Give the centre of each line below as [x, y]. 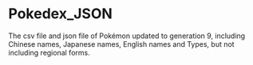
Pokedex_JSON [61, 14]
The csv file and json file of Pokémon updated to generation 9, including [127, 36]
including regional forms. [49, 52]
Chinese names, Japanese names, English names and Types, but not [121, 44]
